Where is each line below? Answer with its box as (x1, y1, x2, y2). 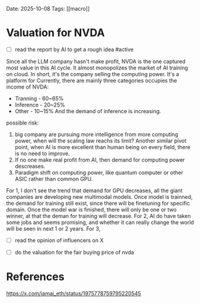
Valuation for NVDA (6, 26, 105, 40)
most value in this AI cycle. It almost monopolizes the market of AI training (6, 64, 188, 71)
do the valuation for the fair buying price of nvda (14, 249, 134, 256)
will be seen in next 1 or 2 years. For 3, (6, 225, 101, 232)
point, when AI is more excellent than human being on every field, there (14, 144, 191, 150)
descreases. (14, 163, 46, 169)
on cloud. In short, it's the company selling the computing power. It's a (6, 71, 179, 77)
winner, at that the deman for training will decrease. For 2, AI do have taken (6, 213, 191, 219)
